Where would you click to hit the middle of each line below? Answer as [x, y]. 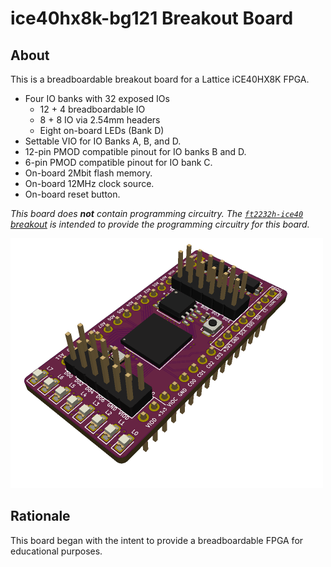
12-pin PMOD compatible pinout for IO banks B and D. [135, 151]
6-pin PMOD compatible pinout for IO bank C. [118, 162]
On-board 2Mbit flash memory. [88, 173]
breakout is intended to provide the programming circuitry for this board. [160, 224]
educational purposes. [56, 551]
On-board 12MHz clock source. [89, 183]
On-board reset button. [72, 194]
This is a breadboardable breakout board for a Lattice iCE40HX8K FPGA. [160, 79]
